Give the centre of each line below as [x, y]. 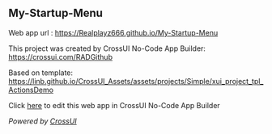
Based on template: [41, 73]
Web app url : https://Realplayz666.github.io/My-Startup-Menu [113, 32]
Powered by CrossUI [42, 121]
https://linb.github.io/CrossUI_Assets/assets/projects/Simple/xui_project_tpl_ [136, 81]
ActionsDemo [31, 90]
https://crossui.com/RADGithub [61, 57]
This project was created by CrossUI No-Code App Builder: [107, 48]
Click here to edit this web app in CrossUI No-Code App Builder [114, 105]
